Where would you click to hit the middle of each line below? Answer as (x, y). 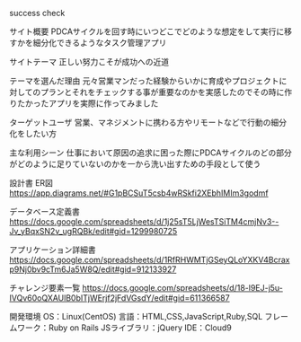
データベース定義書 (45, 211)
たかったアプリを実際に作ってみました (88, 103)
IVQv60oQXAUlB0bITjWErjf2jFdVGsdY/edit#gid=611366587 (120, 298)
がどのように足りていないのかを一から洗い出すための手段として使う (135, 164)
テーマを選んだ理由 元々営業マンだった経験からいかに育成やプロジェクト (144, 81)
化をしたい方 (33, 133)
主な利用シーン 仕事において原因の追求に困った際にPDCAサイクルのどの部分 (150, 153)
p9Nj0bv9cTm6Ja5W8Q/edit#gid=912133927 (93, 269)
